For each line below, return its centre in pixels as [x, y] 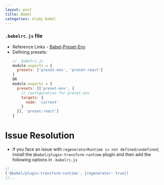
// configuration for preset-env [56, 93]
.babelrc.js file [24, 36]
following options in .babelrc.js [45, 159]
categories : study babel [31, 19]
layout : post [18, 10]
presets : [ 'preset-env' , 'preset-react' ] [60, 70]
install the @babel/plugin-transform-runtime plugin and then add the [82, 154]
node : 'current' [42, 102]
